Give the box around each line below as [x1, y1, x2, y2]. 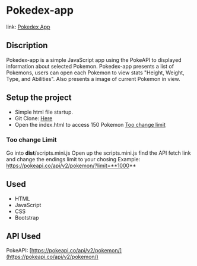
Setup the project [6, 93, 72, 103]
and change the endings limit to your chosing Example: [6, 155, 141, 162]
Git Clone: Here [14, 114, 53, 122]
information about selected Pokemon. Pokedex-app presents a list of [6, 62, 174, 70]
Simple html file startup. [14, 108, 73, 115]
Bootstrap [14, 214, 39, 221]
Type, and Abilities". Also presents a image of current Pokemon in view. [6, 75, 180, 82]
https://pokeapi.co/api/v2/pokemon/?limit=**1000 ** [6, 162, 136, 169]
